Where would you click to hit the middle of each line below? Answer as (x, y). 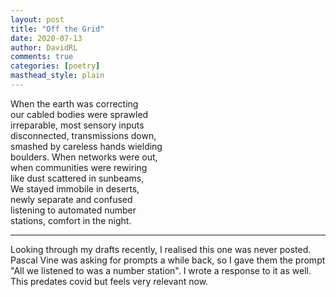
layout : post (37, 19)
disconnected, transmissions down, (83, 135)
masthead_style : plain (57, 76)
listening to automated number (73, 210)
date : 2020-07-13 (46, 38)
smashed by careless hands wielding (86, 146)
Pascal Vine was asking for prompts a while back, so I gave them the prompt (168, 260)
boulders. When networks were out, (84, 157)
